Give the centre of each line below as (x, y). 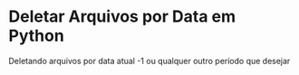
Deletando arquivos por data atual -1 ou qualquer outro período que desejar (149, 61)
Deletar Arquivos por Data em (122, 17)
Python (36, 36)
